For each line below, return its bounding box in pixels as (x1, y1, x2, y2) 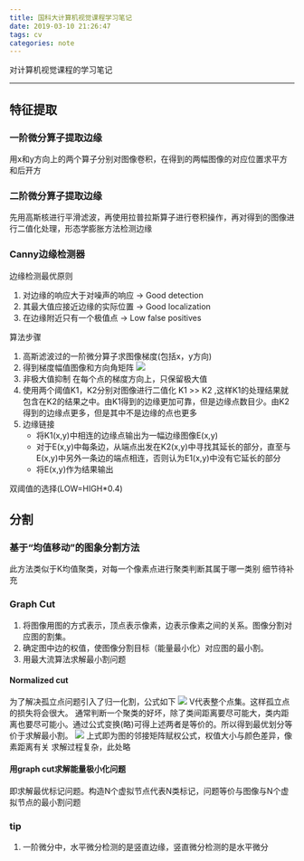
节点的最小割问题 (16, 797, 81, 808)
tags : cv (9, 30, 43, 39)
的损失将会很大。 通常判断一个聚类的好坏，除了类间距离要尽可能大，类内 (9, 707, 281, 718)
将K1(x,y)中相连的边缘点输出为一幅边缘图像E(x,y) (35, 430, 219, 440)
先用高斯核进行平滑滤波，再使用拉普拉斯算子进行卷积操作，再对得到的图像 (9, 212, 287, 222)
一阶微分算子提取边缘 (9, 131, 102, 144)
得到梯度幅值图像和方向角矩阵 (22, 362, 134, 373)
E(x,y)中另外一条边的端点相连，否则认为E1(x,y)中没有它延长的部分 (35, 452, 281, 463)
